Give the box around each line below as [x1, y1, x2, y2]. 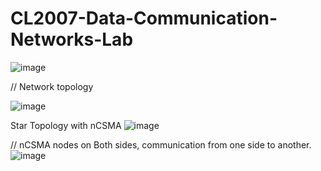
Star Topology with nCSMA [10, 119, 122, 131]
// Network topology [10, 80, 94, 92]
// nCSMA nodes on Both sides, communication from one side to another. [10, 138, 312, 151]
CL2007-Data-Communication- [10, 7, 278, 30]
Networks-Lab [10, 28, 134, 51]
